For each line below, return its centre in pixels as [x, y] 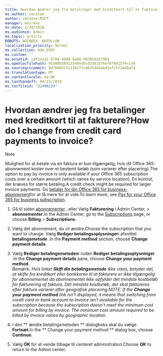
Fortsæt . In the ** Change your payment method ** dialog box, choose [82, 330]
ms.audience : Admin [25, 32]
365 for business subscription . [36, 200]
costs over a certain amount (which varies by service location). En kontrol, [79, 179]
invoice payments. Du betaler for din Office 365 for [56, 189]
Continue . [22, 335]
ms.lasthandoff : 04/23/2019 [33, 81]
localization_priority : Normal [37, 46]
